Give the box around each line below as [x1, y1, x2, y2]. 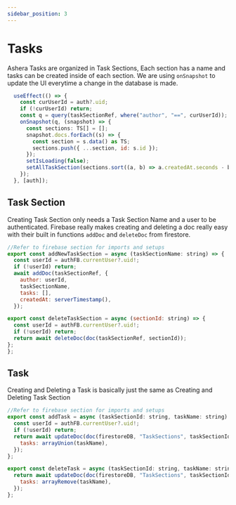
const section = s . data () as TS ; [32, 138, 131, 145]
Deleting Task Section [7, 393, 71, 402]
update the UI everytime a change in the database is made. [7, 79, 178, 87]
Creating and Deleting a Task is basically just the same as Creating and [7, 386, 213, 394]
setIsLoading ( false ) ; [25, 157, 90, 165]
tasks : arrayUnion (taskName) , [20, 440, 109, 447]
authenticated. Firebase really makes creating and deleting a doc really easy [7, 223, 228, 231]
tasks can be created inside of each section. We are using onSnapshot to [7, 71, 216, 79]
